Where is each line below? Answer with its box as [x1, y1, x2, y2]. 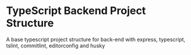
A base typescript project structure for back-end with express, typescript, [6, 36, 186, 43]
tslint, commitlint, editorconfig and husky [6, 42, 105, 49]
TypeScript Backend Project [6, 4, 146, 18]
